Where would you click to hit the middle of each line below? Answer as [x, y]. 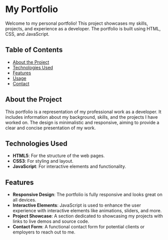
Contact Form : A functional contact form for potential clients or [79, 227]
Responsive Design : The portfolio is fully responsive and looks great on [88, 195]
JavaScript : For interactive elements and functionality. [69, 166]
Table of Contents [34, 50]
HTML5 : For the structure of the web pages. [59, 156]
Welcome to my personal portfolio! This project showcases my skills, [77, 23]
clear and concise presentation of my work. [51, 128]
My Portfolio [32, 9]
